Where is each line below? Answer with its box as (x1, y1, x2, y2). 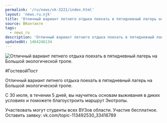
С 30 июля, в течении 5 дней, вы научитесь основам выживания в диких (5, 92, 161, 98)
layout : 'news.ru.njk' (5, 12, 52, 17)
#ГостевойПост (5, 68, 38, 74)
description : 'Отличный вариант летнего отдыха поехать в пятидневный (5, 35, 155, 40)
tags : (5, 26, 16, 31)
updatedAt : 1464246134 (5, 40, 52, 44)
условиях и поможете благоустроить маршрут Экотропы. (5, 97, 128, 103)
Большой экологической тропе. (5, 82, 73, 88)
